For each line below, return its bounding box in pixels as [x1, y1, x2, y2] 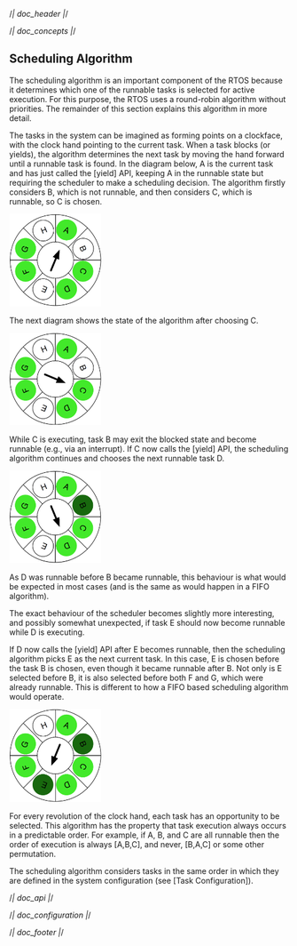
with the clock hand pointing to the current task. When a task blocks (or [9, 139, 271, 150]
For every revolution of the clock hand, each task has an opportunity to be [9, 810, 280, 822]
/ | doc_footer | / [9, 926, 65, 937]
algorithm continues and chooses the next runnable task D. [9, 453, 224, 464]
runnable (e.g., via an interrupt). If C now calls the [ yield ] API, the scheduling [9, 444, 289, 454]
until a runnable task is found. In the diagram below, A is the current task [9, 158, 274, 169]
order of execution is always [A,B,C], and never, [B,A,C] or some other [9, 838, 265, 849]
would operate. [9, 692, 65, 702]
